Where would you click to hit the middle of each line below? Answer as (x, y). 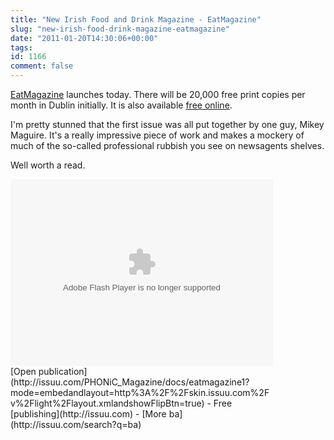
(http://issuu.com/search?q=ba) (76, 424)
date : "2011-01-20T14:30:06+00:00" (84, 38)
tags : (21, 47)
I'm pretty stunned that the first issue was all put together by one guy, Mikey (167, 124)
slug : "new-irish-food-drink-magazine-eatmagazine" (120, 29)
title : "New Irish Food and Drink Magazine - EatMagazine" (136, 19)
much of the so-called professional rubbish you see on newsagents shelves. (167, 145)
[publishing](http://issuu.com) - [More (88, 414)
